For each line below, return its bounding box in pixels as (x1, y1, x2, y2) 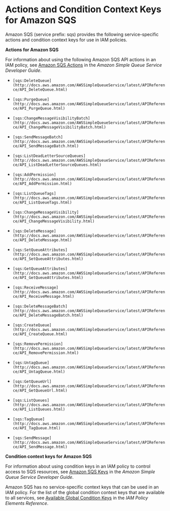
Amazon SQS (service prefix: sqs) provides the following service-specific (5, 31, 159, 37)
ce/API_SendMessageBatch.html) (12, 143, 79, 148)
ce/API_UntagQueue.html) (12, 369, 65, 374)
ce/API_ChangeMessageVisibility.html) (12, 218, 95, 224)
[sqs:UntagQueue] (12, 360, 50, 365)
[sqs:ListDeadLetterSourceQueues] (12, 153, 86, 159)
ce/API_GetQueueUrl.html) (12, 388, 67, 393)
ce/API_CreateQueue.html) (12, 331, 67, 337)
